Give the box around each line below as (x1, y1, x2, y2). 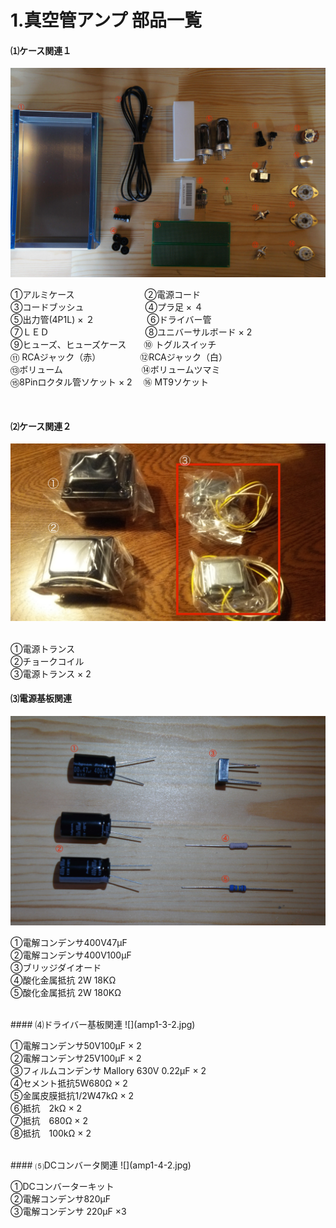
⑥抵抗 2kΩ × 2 (10, 1102, 83, 1114)
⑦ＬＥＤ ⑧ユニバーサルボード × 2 (10, 326, 253, 338)
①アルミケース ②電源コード (10, 289, 202, 301)
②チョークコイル (10, 655, 85, 667)
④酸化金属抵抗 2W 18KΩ (10, 974, 117, 986)
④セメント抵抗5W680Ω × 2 (10, 1077, 128, 1089)
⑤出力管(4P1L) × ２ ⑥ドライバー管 (10, 314, 212, 326)
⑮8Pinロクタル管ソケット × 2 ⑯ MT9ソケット (10, 376, 209, 388)
